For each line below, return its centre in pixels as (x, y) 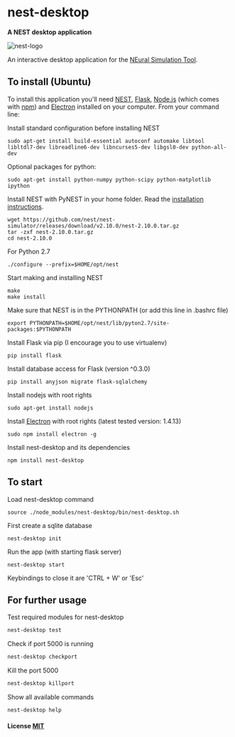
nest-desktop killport (41, 684)
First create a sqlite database (50, 525)
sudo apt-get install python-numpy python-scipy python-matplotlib (109, 179)
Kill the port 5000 (33, 671)
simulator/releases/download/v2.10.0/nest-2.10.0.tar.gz (93, 226)
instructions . (26, 206)
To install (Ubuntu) (49, 82)
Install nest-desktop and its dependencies (69, 447)
